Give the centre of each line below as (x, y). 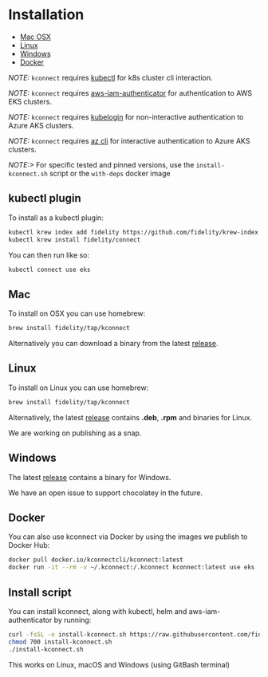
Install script (40, 592)
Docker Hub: (29, 545)
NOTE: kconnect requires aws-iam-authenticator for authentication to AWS (130, 92)
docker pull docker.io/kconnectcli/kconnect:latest (96, 560)
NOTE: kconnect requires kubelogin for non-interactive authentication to (126, 116)
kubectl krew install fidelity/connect (75, 240)
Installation (46, 15)
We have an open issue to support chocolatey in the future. (106, 493)
